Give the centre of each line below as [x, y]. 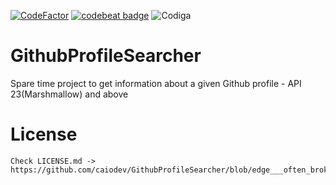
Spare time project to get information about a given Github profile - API [156, 83]
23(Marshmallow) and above [69, 94]
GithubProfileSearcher [106, 56]
